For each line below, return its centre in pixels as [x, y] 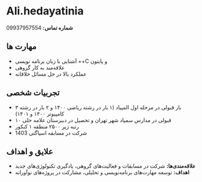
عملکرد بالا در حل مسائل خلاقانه [51, 74]
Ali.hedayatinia [45, 11]
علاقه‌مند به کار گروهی [40, 67]
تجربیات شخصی [33, 93]
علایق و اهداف [30, 151]
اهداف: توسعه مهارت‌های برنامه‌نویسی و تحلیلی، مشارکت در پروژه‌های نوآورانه [102, 172]
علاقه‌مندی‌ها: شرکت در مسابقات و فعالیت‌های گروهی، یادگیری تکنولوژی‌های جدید [105, 166]
